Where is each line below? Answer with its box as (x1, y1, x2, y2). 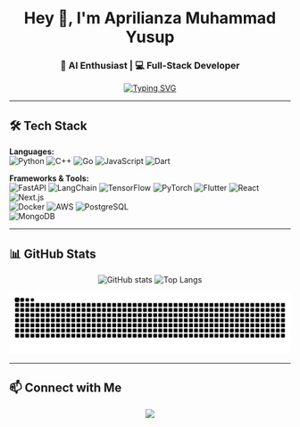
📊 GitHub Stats (9, 246, 96, 261)
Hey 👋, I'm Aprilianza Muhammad (23, 8, 277, 29)
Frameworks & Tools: (9, 173, 89, 184)
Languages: (9, 146, 55, 157)
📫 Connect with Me (9, 381, 122, 396)
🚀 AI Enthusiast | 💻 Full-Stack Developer (60, 60, 240, 72)
